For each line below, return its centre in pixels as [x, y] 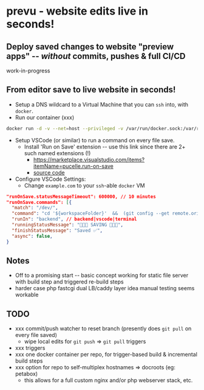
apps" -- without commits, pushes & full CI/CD [96, 56]
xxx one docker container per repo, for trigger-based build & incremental [106, 355]
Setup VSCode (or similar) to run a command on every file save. [95, 140]
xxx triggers [30, 348]
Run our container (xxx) [45, 117]
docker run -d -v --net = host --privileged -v [65, 128]
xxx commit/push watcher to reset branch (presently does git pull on [103, 329]
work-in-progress [28, 71]
